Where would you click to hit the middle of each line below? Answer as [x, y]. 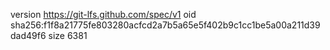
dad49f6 [28, 35]
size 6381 [68, 35]
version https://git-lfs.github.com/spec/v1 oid [103, 14]
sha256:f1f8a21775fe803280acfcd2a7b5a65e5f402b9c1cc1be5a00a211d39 [165, 25]
